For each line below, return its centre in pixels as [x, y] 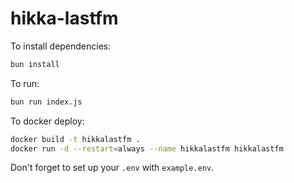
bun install [35, 64]
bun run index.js [46, 102]
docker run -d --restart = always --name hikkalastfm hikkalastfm [147, 148]
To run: [25, 83]
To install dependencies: [61, 46]
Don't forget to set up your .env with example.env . [112, 168]
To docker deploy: [47, 121]
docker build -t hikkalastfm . [75, 139]
